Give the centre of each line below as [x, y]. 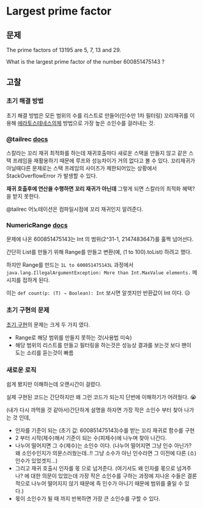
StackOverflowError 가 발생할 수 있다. [52, 175]
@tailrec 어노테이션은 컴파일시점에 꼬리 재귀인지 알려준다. [75, 209]
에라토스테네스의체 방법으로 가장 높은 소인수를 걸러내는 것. [86, 123]
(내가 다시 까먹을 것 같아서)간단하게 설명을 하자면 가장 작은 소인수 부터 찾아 [95, 410]
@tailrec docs [27, 139]
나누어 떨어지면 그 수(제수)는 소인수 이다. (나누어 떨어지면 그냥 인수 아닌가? [103, 445]
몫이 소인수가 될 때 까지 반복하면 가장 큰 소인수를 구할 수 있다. [88, 498]
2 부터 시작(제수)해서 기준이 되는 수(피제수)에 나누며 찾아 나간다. [91, 438]
